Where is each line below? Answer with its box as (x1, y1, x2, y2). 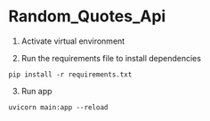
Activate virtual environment (20, 36, 125, 46)
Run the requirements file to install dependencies (20, 52, 202, 63)
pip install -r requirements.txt (8, 69, 133, 79)
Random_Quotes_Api (8, 6, 166, 27)
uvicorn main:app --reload (8, 102, 109, 112)
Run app (20, 85, 52, 96)
